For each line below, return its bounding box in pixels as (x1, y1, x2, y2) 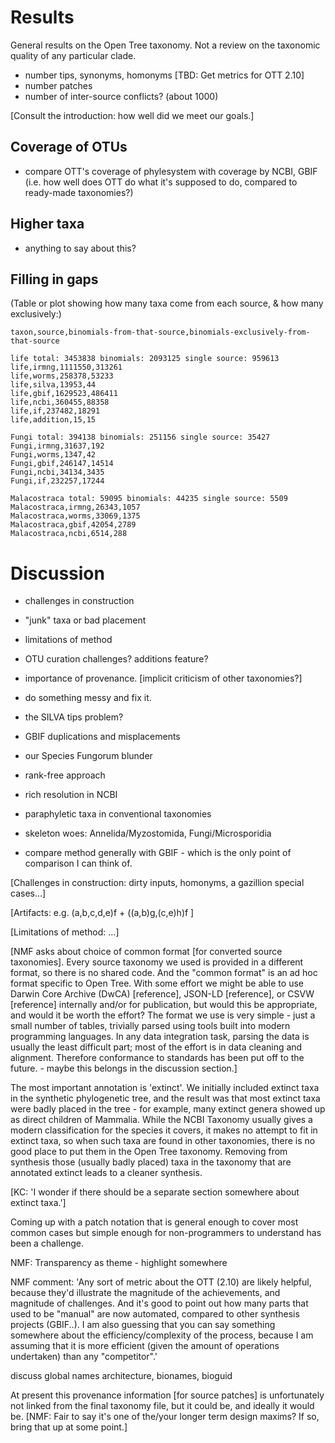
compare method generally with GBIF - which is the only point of (24, 847, 292, 859)
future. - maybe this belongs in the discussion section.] (10, 1062, 238, 1075)
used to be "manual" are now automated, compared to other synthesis (10, 1308, 300, 1320)
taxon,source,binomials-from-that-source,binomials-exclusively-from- (10, 327, 311, 338)
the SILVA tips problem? (24, 711, 124, 723)
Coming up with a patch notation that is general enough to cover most (10, 1216, 299, 1228)
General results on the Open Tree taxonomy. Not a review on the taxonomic (10, 39, 321, 51)
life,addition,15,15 (10, 415, 97, 425)
